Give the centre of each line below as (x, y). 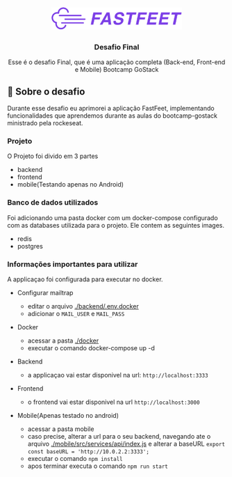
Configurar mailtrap (45, 292)
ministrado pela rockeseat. (45, 123)
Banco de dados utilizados (53, 203)
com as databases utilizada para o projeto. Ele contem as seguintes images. (116, 225)
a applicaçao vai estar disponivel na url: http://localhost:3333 (118, 375)
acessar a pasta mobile (61, 429)
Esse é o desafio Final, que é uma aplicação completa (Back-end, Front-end (117, 62)
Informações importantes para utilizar (73, 264)
